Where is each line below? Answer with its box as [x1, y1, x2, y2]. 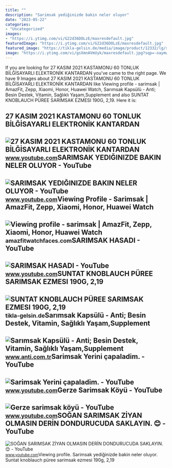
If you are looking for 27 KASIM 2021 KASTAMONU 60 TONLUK [5, 65, 139, 71]
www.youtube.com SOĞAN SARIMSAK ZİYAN [5, 411, 142, 420]
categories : [5, 22, 31, 27]
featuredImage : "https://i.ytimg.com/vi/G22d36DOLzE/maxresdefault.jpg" [5, 41, 164, 46]
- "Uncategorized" [5, 27, 45, 32]
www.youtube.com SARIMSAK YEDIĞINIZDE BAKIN [5, 153, 161, 162]
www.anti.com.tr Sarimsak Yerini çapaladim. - [5, 352, 145, 361]
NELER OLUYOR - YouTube [5, 161, 92, 170]
